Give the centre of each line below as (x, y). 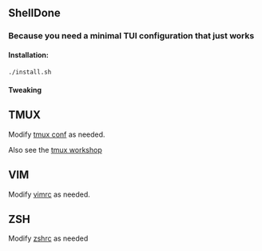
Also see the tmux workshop (55, 149)
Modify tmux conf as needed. (57, 134)
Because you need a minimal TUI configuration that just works (131, 36)
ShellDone (35, 13)
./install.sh (30, 72)
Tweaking (25, 90)
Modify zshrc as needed (48, 238)
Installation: (29, 54)
